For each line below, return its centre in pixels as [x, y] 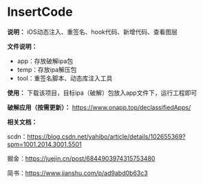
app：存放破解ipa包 [45, 61]
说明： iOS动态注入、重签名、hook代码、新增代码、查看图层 [92, 32]
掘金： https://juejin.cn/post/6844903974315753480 [81, 158]
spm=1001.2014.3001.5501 [44, 144]
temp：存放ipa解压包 [47, 69]
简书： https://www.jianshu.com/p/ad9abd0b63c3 [77, 173]
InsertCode [40, 12]
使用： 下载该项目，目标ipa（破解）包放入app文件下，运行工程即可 [102, 93]
